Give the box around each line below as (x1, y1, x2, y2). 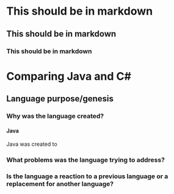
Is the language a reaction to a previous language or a (6, 172, 169, 181)
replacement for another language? (6, 180, 114, 189)
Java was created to (6, 140, 58, 148)
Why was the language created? (6, 112, 104, 120)
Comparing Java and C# (6, 69, 131, 83)
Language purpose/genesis (6, 93, 114, 104)
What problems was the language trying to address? (6, 156, 165, 164)
